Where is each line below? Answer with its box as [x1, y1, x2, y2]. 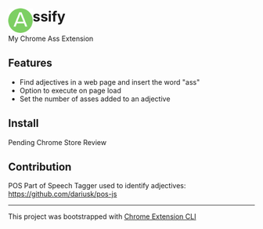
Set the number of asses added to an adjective [19, 94, 171, 104]
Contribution [8, 160, 72, 173]
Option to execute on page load [19, 85, 121, 95]
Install [8, 117, 39, 130]
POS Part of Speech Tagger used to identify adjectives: [8, 181, 186, 191]
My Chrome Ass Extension [8, 34, 94, 43]
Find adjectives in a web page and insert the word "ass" [19, 77, 200, 86]
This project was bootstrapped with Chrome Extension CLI [8, 212, 196, 221]
